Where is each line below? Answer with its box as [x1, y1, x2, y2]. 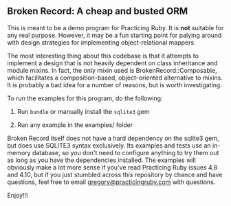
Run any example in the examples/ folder [16, 120, 133, 129]
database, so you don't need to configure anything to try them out [32, 148, 219, 157]
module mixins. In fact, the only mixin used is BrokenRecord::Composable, [7, 66, 218, 74]
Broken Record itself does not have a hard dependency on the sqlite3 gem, [7, 134, 219, 142]
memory [7, 148, 31, 157]
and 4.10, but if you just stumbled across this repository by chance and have [7, 170, 223, 179]
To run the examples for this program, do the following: [7, 94, 163, 102]
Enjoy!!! [7, 191, 29, 199]
